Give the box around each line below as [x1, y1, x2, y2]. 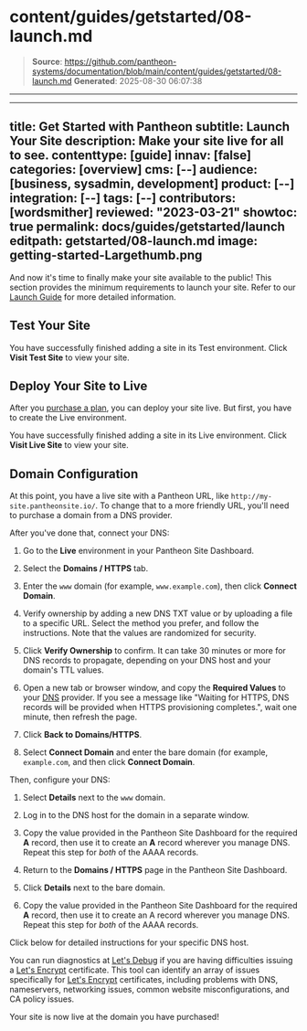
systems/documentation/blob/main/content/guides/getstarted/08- [31, 66, 282, 77]
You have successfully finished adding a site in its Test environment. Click [9, 342, 288, 353]
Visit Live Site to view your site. [9, 440, 130, 451]
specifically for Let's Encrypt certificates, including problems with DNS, [9, 974, 279, 985]
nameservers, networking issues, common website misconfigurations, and [9, 984, 290, 995]
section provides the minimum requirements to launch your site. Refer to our [9, 282, 296, 292]
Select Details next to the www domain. [22, 792, 166, 803]
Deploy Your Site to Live [9, 377, 148, 394]
